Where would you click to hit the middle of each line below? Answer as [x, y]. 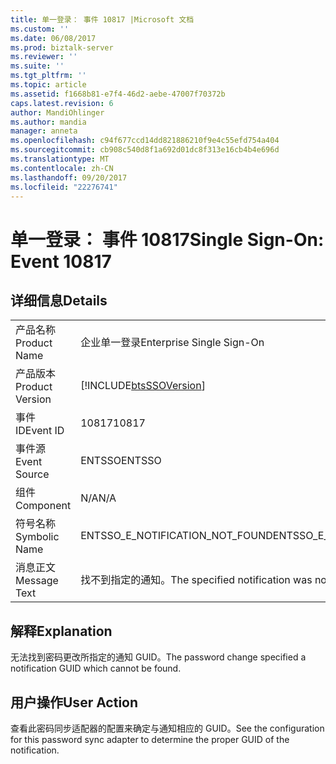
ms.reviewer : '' [44, 57]
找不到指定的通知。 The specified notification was [196, 580]
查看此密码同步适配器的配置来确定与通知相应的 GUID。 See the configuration [167, 728]
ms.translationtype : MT [60, 159]
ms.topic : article [48, 85]
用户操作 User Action [74, 702]
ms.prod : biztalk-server [62, 47]
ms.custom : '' [40, 29]
